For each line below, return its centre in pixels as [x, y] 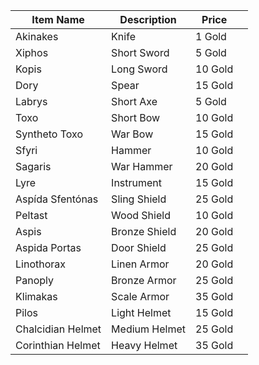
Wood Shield [141, 215]
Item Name [58, 19]
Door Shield [139, 247]
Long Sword [139, 69]
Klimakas [36, 296]
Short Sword [140, 52]
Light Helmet [141, 312]
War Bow [132, 134]
